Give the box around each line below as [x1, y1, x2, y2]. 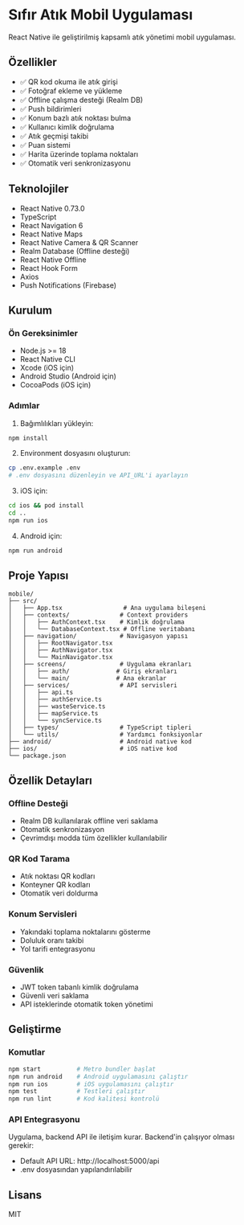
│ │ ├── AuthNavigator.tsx [8, 646, 113, 654]
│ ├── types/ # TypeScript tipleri [8, 723, 193, 732]
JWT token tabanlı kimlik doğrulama [19, 982, 139, 992]
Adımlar [8, 400, 40, 412]
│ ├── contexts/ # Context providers [8, 611, 189, 620]
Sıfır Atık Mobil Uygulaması [8, 6, 193, 24]
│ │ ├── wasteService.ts [8, 703, 106, 711]
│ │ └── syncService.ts [8, 717, 103, 725]
